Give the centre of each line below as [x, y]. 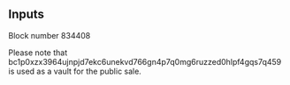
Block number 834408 [50, 35]
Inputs [27, 14]
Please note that [38, 53]
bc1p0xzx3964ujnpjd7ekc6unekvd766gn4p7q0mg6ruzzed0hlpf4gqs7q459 [145, 61]
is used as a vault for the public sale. [75, 71]
